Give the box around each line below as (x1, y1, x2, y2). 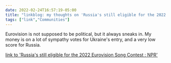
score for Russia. (5, 42, 41, 48)
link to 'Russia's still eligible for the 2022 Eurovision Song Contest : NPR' (5, 52, 158, 58)
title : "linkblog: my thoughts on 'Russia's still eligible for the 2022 (5, 12, 166, 17)
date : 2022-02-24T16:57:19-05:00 (5, 7, 77, 13)
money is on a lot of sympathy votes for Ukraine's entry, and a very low (5, 36, 156, 43)
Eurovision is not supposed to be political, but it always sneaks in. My (5, 31, 152, 37)
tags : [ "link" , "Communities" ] (5, 17, 70, 22)
